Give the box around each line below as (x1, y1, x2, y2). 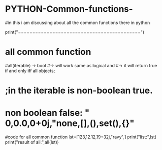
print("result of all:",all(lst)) (5, 139, 59, 145)
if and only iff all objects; (5, 68, 55, 74)
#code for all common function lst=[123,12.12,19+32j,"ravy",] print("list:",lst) (5, 134, 157, 140)
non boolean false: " (5, 107, 90, 119)
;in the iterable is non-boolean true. (5, 85, 153, 96)
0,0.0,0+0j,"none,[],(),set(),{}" (5, 118, 134, 129)
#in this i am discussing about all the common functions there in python (5, 20, 150, 25)
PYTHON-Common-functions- (5, 3, 133, 15)
